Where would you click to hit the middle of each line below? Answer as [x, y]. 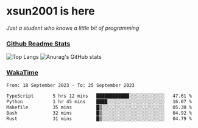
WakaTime [22, 73]
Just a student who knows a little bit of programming [73, 28]
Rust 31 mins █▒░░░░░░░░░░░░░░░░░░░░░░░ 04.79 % [99, 119]
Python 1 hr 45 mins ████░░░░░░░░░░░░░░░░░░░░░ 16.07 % [99, 102]
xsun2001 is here [51, 11]
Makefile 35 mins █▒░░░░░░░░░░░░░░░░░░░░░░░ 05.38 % [99, 107]
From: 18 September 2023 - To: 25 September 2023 [71, 85]
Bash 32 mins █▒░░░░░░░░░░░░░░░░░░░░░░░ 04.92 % [99, 113]
